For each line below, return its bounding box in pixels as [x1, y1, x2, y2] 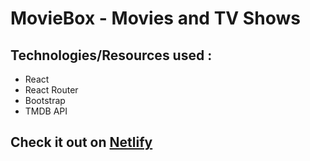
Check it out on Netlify [10, 134, 153, 151]
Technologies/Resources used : [10, 47, 213, 64]
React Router [24, 84, 79, 96]
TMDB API [24, 105, 68, 117]
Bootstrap [24, 95, 66, 106]
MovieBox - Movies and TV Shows [10, 7, 301, 30]
